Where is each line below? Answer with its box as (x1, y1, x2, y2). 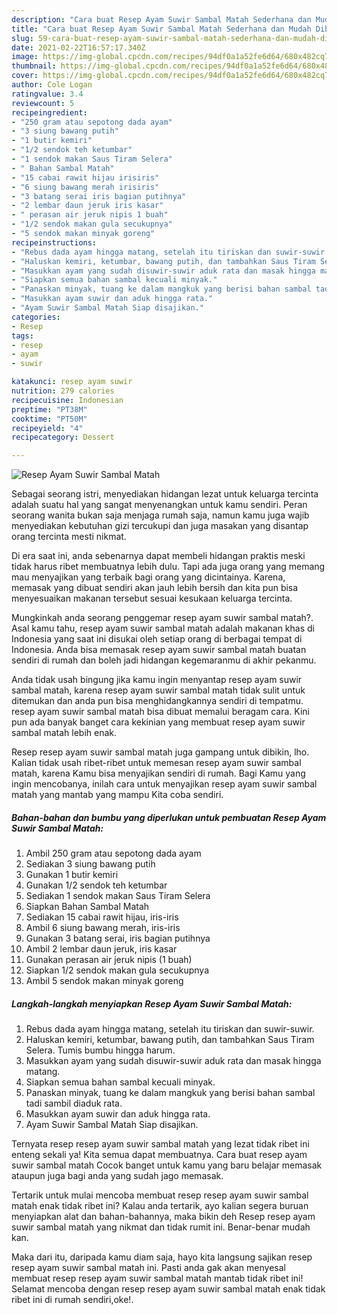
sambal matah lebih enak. (11, 727, 118, 739)
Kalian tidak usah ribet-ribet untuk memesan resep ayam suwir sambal (11, 757, 302, 769)
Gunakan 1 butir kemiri (25, 869, 119, 881)
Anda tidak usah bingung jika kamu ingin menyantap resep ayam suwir (11, 674, 303, 686)
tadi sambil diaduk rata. (25, 1097, 123, 1110)
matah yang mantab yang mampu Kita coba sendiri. (11, 789, 224, 801)
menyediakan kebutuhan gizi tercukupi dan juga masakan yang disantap (11, 520, 309, 532)
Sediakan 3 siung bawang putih (25, 858, 156, 870)
